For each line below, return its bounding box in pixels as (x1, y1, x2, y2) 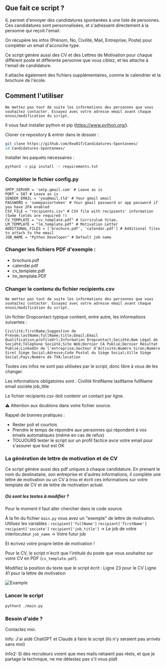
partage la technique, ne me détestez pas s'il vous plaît (5, 656, 118, 662)
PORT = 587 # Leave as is (5, 191, 58, 197)
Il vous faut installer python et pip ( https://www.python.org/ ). (5, 122, 129, 128)
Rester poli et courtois (12, 422, 58, 428)
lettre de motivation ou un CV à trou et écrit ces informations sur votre (5, 477, 148, 483)
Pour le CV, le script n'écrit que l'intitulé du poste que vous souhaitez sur (5, 550, 153, 556)
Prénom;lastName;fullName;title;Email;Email (5, 333, 98, 338)
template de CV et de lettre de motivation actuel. (5, 482, 104, 488)
